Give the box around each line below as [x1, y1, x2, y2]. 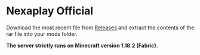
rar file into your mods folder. [6, 30, 78, 37]
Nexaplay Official [6, 4, 94, 18]
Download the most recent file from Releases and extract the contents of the [6, 24, 195, 31]
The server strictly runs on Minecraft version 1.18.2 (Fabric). [6, 42, 158, 49]
